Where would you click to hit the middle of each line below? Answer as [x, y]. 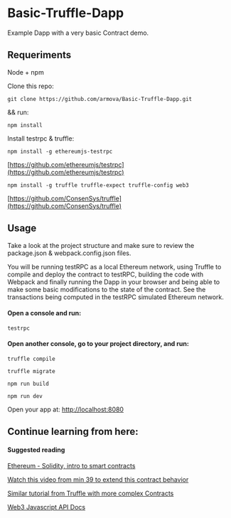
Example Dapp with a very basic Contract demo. [78, 33]
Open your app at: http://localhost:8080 [66, 409]
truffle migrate [31, 371]
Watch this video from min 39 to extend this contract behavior [98, 479]
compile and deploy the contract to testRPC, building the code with [106, 274]
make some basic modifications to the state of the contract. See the [107, 289]
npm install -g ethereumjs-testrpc [60, 151]
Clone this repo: [31, 86]
